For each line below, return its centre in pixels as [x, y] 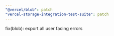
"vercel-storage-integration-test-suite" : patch [57, 14]
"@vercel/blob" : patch [29, 10]
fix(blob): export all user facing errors [44, 28]
